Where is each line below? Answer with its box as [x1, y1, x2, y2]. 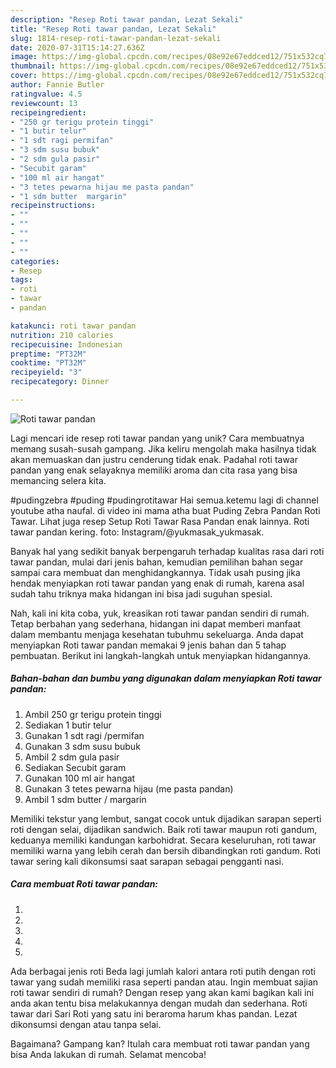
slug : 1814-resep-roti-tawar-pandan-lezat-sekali [10, 33, 222, 43]
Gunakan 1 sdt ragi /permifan [24, 729, 145, 741]
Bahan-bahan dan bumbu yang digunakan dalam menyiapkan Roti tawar [10, 672, 322, 685]
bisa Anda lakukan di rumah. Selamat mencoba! [10, 1048, 207, 1060]
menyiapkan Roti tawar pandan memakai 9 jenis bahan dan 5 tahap [10, 639, 287, 651]
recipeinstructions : [10, 201, 97, 211]
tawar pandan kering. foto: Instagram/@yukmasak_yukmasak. [10, 526, 265, 538]
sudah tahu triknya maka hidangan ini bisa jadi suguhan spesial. [10, 587, 273, 600]
